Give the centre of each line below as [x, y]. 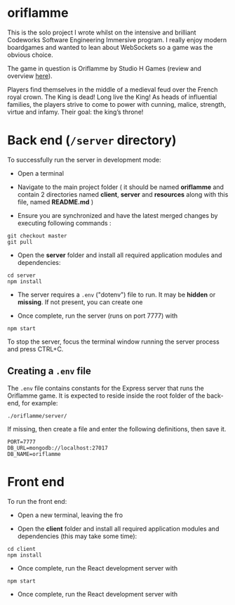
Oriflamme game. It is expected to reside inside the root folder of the [106, 396]
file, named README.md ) [55, 202]
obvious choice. [31, 55]
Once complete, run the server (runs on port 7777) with [98, 315]
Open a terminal [41, 173]
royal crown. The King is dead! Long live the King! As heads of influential [112, 97]
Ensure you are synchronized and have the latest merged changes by [117, 215]
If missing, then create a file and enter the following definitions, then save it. [117, 429]
